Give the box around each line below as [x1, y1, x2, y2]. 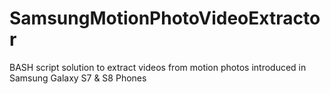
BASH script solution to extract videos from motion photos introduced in [9, 61, 307, 73]
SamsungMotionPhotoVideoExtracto [9, 7, 321, 30]
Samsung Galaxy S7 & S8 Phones [9, 72, 147, 84]
